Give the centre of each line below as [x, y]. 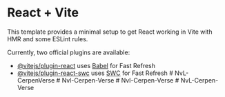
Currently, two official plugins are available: [69, 52]
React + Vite [43, 13]
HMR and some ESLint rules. [48, 39]
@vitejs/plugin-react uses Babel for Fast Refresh [86, 65]
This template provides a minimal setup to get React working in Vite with [110, 32]
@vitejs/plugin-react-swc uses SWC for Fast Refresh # [95, 73]
